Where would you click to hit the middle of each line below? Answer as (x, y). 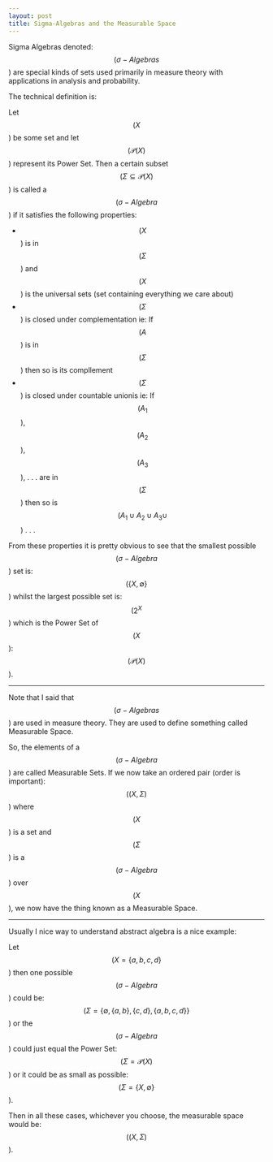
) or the (21, 1023)
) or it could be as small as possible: (68, 1075)
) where (22, 807)
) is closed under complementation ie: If (87, 319)
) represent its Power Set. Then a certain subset (89, 163)
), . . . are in (39, 477)
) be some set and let (44, 137)
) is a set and (30, 832)
